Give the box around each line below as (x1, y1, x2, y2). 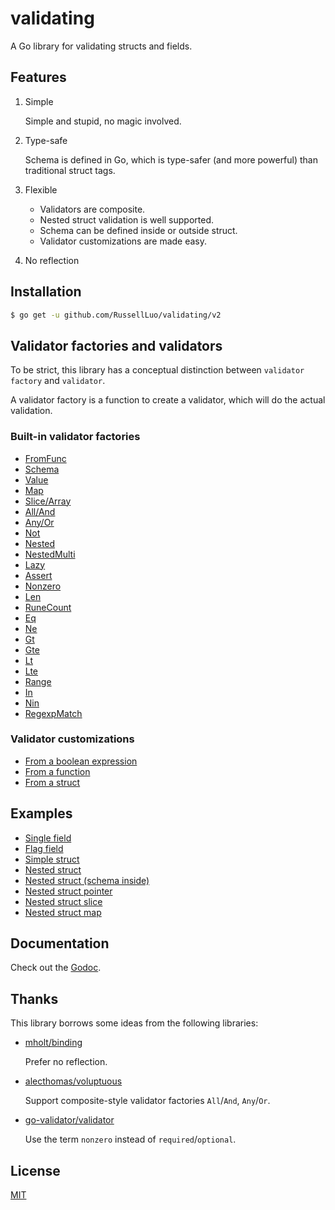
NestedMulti (24, 548, 76, 560)
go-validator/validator (24, 1114, 115, 1126)
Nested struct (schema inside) (24, 874, 150, 886)
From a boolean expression (24, 755, 138, 767)
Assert (24, 569, 53, 581)
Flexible (24, 183, 58, 196)
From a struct (24, 776, 81, 788)
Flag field (24, 842, 64, 854)
